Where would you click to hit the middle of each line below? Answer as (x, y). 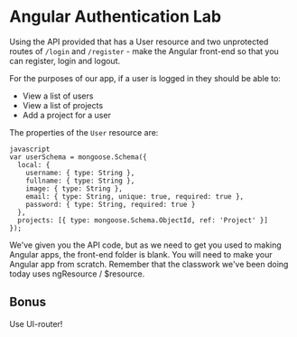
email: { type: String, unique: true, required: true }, (135, 196)
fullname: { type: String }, (80, 181)
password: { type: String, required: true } (111, 204)
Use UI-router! (36, 323)
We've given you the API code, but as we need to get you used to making (145, 245)
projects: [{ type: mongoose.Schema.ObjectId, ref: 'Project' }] (143, 220)
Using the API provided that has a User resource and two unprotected (139, 42)
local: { (34, 164)
